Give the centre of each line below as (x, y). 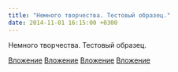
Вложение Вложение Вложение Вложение (80, 60)
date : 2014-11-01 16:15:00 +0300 (63, 23)
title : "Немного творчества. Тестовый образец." (89, 15)
